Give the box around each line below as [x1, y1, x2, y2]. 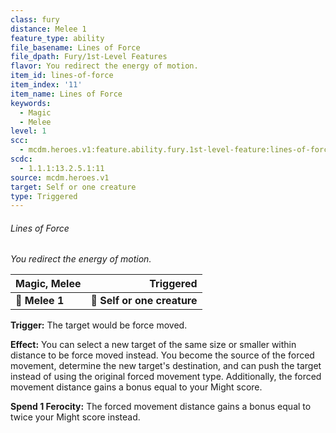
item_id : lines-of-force [10, 71, 114, 81]
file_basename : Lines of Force [10, 42, 141, 53]
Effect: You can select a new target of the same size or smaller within [10, 339, 297, 351]
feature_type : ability [10, 33, 105, 43]
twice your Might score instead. [10, 411, 141, 423]
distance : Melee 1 [10, 24, 87, 34]
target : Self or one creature [10, 182, 137, 192]
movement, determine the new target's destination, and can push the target [10, 360, 322, 372]
